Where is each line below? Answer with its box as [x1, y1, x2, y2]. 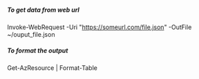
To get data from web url [7, 6, 79, 14]
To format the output [7, 46, 68, 55]
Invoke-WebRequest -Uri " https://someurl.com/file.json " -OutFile [7, 23, 192, 31]
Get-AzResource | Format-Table [7, 63, 98, 72]
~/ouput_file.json [7, 30, 55, 38]
